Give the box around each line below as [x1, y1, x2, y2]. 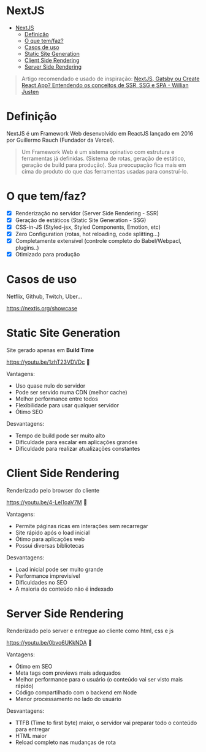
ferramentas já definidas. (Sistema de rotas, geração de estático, [21, 155, 186, 162]
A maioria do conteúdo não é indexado [15, 585, 113, 593]
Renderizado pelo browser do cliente [6, 487, 100, 494]
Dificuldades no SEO [15, 579, 67, 586]
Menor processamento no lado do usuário [15, 695, 121, 702]
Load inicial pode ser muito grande [15, 566, 104, 573]
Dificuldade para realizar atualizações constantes [15, 445, 140, 453]
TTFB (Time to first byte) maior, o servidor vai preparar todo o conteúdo [15, 719, 197, 726]
